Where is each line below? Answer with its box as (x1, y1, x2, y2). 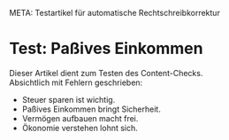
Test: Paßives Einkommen (9, 39, 203, 58)
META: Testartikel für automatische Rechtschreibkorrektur (9, 8, 221, 18)
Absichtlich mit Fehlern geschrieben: (9, 77, 143, 88)
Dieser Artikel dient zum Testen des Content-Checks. (9, 67, 203, 78)
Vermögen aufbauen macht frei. (21, 113, 139, 123)
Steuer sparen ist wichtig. (21, 94, 116, 105)
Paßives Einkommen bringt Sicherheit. (21, 104, 161, 114)
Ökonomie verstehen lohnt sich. (21, 122, 139, 133)
